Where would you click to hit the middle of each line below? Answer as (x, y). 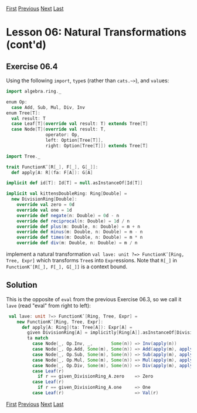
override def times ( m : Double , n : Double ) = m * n (80, 238)
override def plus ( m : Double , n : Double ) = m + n (79, 227)
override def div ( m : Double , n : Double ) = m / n (77, 243)
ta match (38, 338)
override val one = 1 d (44, 210)
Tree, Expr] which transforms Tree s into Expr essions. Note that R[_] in (92, 260)
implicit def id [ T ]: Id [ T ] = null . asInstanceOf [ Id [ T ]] (74, 183)
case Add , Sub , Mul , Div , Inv (48, 107)
